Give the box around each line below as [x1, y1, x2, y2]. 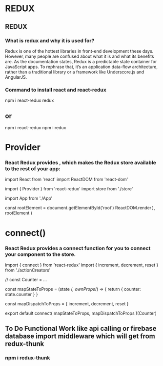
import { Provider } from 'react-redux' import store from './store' [5, 186, 133, 192]
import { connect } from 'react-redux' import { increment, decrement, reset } [5, 262, 159, 268]
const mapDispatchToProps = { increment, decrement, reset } [5, 300, 129, 306]
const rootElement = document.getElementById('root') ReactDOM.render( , [5, 205, 156, 211]
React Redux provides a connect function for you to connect [5, 245, 151, 252]
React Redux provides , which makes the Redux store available [5, 160, 156, 166]
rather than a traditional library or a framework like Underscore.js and [5, 69, 144, 75]
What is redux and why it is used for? [5, 37, 95, 44]
